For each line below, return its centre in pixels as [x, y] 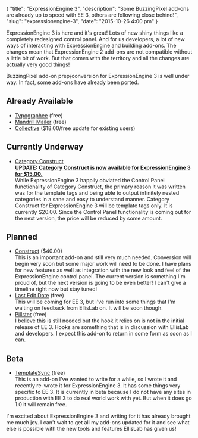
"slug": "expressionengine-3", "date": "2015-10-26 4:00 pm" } [82, 21]
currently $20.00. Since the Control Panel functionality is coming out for [103, 212]
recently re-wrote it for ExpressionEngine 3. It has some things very [98, 386]
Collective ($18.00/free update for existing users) [75, 128]
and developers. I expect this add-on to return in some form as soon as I [103, 334]
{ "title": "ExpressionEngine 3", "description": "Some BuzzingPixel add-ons [98, 9]
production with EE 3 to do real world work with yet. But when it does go [103, 398]
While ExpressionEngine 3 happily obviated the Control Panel [89, 180]
